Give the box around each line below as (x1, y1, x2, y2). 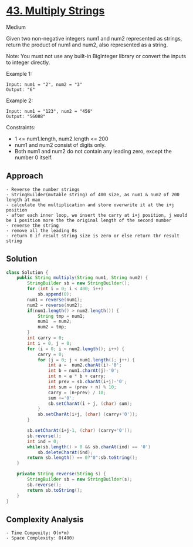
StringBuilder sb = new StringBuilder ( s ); (27, 476, 133, 482)
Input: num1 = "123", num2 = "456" (6, 108, 93, 114)
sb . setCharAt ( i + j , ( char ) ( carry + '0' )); (37, 411, 138, 418)
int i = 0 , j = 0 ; (27, 340, 72, 346)
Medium (6, 24, 26, 31)
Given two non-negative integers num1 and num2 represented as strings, (6, 35, 182, 42)
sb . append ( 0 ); (37, 291, 72, 297)
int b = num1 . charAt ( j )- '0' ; (48, 368, 119, 374)
